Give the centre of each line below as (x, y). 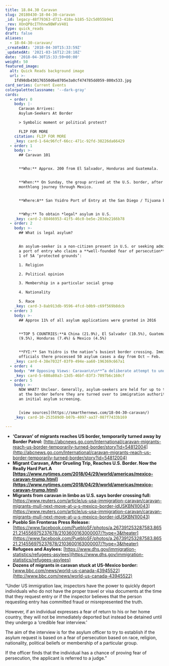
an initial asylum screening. (50, 399)
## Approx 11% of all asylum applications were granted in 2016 (87, 320)
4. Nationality (34, 292)
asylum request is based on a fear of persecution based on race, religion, (81, 637)
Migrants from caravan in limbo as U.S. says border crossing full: (81, 495)
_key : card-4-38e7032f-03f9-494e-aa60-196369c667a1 (69, 362)
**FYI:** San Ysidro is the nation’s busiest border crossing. (86, 352)
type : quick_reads (24, 29)
